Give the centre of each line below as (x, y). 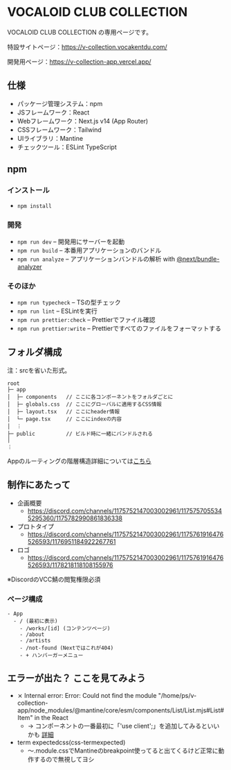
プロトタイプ (35, 526)
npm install (34, 206)
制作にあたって (39, 485)
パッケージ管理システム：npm (60, 103)
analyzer (30, 266)
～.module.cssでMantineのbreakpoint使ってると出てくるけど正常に (123, 751)
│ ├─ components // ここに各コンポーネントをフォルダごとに (90, 397)
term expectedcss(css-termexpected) (71, 742)
